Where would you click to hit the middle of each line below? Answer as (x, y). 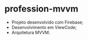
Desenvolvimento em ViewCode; (44, 27)
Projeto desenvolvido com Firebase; (47, 22)
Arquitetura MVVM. (31, 32)
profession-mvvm (41, 9)
